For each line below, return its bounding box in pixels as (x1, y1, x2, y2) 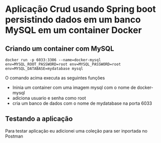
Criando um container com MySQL (5, 44, 114, 53)
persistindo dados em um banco (5, 14, 141, 25)
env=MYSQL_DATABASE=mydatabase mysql (5, 66, 83, 71)
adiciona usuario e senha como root (12, 95, 86, 101)
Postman (5, 133, 23, 139)
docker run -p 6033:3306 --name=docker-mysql (5, 58, 101, 63)
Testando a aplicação (5, 115, 73, 123)
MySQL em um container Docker (5, 25, 142, 36)
